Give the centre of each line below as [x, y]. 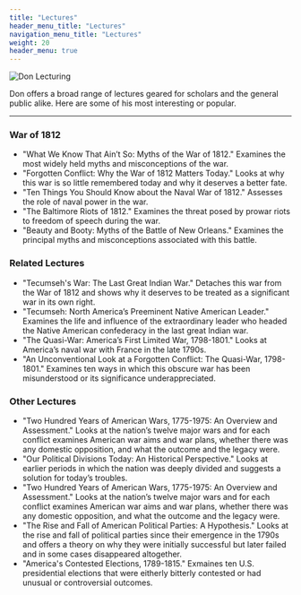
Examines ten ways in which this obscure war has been [148, 368]
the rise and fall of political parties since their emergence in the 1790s [150, 535]
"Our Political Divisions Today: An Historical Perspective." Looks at [145, 459]
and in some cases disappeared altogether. [102, 554]
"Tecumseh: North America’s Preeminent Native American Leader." [146, 311]
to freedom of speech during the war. [91, 221]
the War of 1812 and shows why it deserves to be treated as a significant [156, 292]
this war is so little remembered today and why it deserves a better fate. [155, 183]
